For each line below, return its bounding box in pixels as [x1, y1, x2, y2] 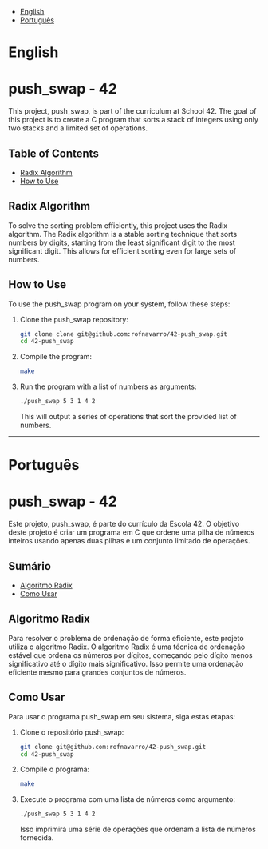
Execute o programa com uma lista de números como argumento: [19, 795, 235, 804]
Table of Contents [8, 146, 100, 160]
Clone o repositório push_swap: [19, 727, 124, 737]
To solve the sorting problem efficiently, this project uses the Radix [8, 220, 228, 230]
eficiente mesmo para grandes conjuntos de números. [8, 667, 187, 677]
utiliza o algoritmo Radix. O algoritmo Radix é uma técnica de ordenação [8, 642, 246, 651]
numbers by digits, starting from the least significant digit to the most [8, 238, 235, 247]
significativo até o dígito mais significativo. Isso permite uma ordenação [8, 659, 244, 668]
